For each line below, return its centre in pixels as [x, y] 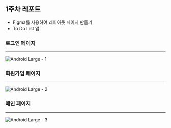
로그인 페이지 [20, 43]
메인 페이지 [18, 104]
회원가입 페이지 [23, 74]
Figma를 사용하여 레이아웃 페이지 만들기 [52, 22]
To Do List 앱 [26, 28]
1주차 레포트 [23, 9]
